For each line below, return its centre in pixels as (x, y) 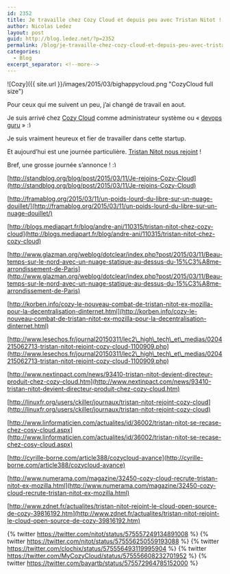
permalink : (23, 45)
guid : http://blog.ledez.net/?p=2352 (61, 39)
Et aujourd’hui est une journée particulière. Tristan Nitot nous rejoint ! (104, 151)
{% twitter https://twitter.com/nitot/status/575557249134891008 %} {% (108, 534)
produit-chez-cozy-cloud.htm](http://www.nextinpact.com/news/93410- (109, 382)
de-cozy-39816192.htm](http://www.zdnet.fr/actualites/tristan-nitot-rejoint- (114, 513)
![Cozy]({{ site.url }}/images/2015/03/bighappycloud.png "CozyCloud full (110, 84)
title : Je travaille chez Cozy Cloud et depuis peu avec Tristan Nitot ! (115, 20)
